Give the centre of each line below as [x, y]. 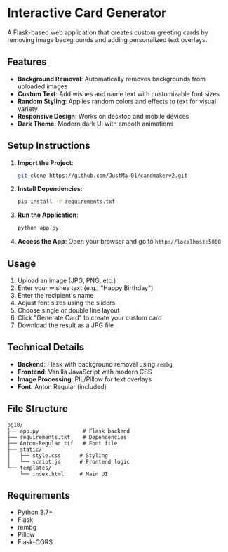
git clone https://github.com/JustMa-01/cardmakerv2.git [102, 176]
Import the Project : [45, 162]
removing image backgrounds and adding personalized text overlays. [107, 39]
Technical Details [46, 347]
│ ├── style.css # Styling [58, 455]
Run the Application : [48, 215]
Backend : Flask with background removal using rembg [95, 364]
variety [28, 109]
